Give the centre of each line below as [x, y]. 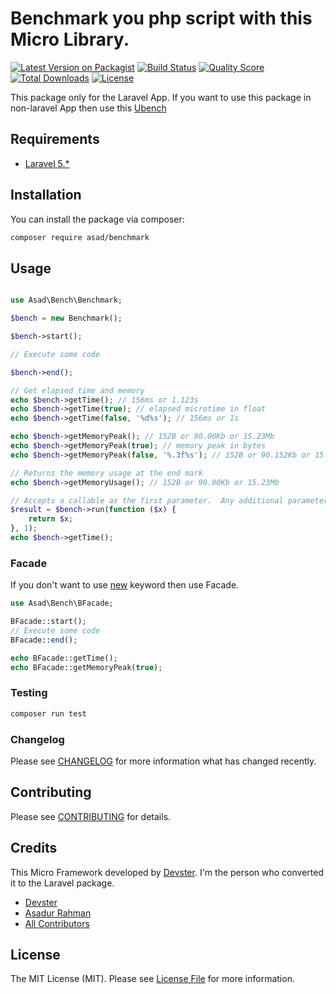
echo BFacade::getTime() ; [64, 658]
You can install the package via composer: [97, 219]
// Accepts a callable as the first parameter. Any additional [147, 500]
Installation [46, 195]
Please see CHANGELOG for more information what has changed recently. [163, 761]
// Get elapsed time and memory [77, 390]
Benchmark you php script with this [161, 18]
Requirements [55, 139]
